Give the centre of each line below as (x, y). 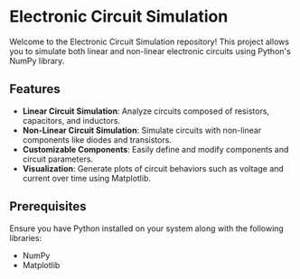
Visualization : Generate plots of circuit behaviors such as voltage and (153, 168)
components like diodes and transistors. (97, 139)
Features (35, 89)
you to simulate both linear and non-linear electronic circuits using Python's (150, 51)
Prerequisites (48, 206)
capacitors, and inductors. (71, 120)
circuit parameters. (57, 159)
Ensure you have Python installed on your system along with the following (147, 228)
